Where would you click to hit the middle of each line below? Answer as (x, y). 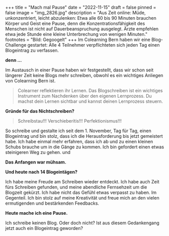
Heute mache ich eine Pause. (36, 213)
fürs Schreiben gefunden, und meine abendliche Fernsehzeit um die (76, 187)
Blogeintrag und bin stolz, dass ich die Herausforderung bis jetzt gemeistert (84, 136)
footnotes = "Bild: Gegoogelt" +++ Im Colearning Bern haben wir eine (78, 40)
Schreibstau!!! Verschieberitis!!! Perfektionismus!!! (70, 121)
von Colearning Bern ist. (30, 81)
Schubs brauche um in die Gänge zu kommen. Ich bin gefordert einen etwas (85, 147)
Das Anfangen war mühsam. (36, 162)
